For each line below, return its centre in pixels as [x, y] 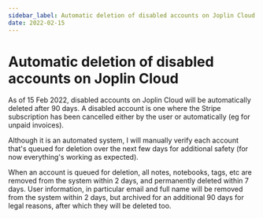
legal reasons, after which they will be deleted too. [90, 206]
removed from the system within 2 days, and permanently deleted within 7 [129, 181]
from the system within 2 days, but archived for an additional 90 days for [126, 198]
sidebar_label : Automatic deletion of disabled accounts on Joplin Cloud [132, 15]
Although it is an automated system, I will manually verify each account [123, 140]
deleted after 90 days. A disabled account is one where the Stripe [115, 109]
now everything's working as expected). [74, 157]
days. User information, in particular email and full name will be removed [126, 189]
